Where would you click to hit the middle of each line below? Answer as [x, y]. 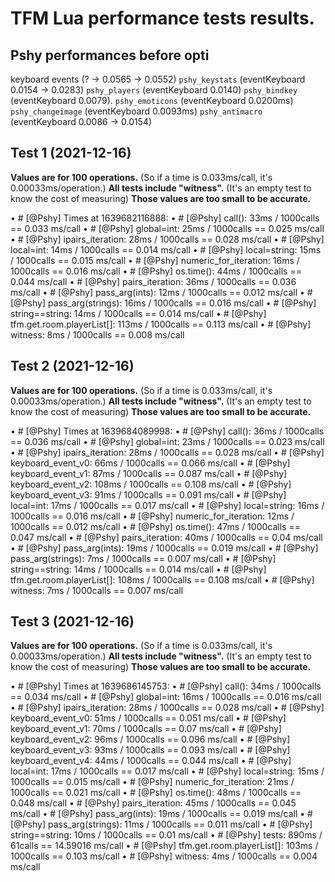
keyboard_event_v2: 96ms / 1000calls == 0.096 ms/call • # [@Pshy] [150, 739]
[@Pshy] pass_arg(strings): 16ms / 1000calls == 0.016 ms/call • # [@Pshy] [163, 303]
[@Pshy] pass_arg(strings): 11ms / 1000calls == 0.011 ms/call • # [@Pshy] [161, 824]
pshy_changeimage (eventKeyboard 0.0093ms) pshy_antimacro [136, 111]
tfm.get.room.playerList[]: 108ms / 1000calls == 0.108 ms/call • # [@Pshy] [162, 579]
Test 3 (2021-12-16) [72, 622]
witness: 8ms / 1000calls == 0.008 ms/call [97, 334]
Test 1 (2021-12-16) [71, 153]
